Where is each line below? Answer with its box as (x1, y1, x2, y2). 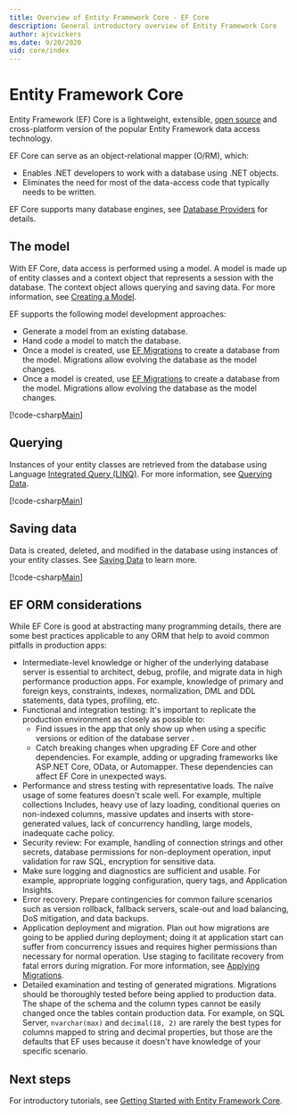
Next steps (9, 1071, 71, 1086)
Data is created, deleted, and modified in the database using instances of (9, 545, 278, 556)
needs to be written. (21, 186, 96, 197)
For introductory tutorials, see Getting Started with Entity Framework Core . (9, 1095, 283, 1106)
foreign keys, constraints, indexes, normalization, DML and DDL (21, 686, 256, 697)
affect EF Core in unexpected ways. (35, 771, 167, 781)
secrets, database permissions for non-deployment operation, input (21, 847, 272, 857)
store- (231, 809, 255, 820)
